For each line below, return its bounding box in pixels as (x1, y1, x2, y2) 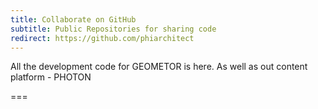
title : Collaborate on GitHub (10, 14, 137, 25)
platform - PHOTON (10, 71, 92, 83)
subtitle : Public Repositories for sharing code (10, 24, 217, 34)
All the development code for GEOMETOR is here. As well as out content (10, 61, 308, 73)
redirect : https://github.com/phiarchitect (10, 33, 195, 43)
